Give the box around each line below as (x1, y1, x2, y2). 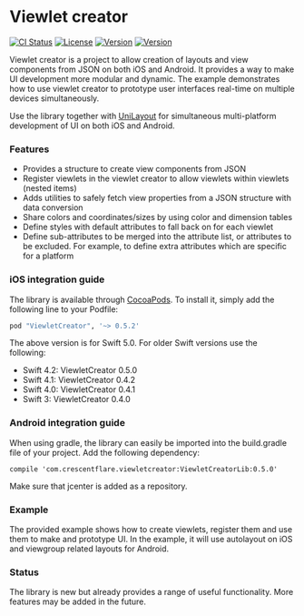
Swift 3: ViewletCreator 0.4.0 (22, 394, 132, 405)
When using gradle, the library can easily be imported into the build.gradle (9, 437, 288, 448)
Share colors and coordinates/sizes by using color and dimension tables (22, 212, 293, 223)
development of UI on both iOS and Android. (9, 120, 175, 131)
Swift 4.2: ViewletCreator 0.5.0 (22, 365, 138, 376)
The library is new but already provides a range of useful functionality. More (9, 587, 294, 598)
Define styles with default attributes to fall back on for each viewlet (22, 221, 274, 233)
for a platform (22, 250, 74, 261)
